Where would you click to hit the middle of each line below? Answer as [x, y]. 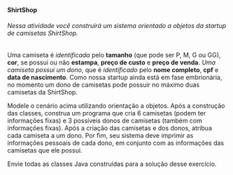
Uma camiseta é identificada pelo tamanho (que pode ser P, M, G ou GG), [114, 55]
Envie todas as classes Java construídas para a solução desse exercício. [112, 164]
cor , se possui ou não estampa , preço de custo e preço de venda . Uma [111, 62]
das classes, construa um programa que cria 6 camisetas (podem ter [107, 113]
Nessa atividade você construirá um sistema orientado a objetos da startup [117, 26]
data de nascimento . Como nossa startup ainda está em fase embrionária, [115, 77]
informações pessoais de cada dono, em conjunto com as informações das [116, 143]
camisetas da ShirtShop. [43, 92]
